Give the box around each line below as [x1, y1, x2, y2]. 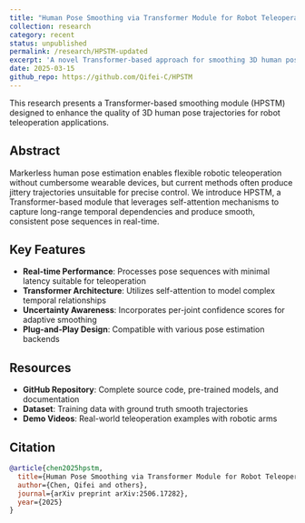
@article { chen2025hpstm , [9, 464, 103, 473]
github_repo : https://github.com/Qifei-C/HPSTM [9, 73, 193, 82]
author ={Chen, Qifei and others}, [17, 480, 148, 489]
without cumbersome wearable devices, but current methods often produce [9, 176, 293, 187]
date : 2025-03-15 [9, 65, 75, 74]
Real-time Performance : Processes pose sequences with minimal [22, 266, 271, 277]
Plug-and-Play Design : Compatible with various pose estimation [22, 324, 265, 335]
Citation [9, 439, 56, 455]
